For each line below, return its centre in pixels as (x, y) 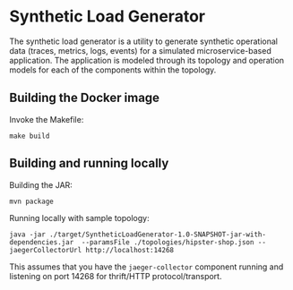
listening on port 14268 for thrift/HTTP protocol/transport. (116, 276)
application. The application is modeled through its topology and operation (147, 60)
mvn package (31, 201)
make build (30, 136)
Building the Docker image (84, 98)
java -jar (28, 235)
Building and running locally (89, 163)
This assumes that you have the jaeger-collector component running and (146, 267)
